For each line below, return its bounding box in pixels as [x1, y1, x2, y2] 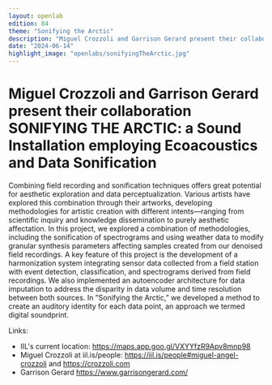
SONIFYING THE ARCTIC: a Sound [8, 119, 242, 138]
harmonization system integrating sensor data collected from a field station [8, 257, 259, 268]
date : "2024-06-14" [8, 42, 74, 50]
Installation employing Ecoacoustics [8, 136, 258, 155]
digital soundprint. [8, 309, 69, 319]
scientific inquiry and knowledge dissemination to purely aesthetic [8, 214, 229, 224]
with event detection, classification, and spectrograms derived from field [8, 266, 251, 276]
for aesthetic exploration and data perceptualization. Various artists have [8, 188, 251, 199]
